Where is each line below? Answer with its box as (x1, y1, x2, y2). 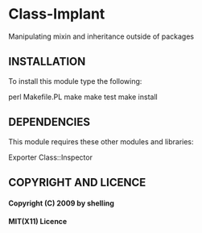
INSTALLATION (8, 55, 86, 69)
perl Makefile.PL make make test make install (8, 92, 159, 102)
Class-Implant (8, 5, 105, 23)
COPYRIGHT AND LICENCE (8, 175, 146, 189)
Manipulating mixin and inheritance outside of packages (8, 31, 195, 41)
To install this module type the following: (8, 76, 142, 85)
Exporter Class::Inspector (8, 152, 93, 162)
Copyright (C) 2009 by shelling (8, 198, 114, 208)
